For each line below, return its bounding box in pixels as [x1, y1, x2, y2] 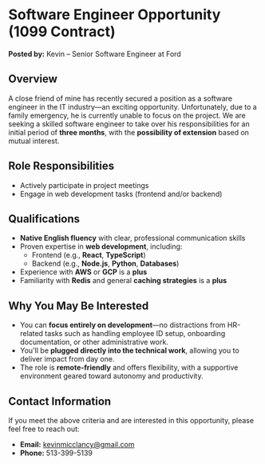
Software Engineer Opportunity [8, 6, 221, 24]
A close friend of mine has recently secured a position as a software [8, 94, 233, 103]
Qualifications [8, 212, 81, 226]
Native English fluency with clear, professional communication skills [19, 234, 246, 243]
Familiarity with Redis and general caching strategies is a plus [19, 276, 227, 286]
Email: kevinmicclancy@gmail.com [19, 440, 135, 449]
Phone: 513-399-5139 [19, 448, 93, 458]
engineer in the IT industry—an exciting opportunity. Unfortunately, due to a [8, 102, 257, 111]
